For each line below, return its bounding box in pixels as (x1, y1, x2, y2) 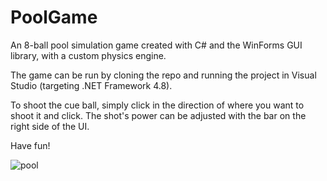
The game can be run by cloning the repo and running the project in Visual (10, 69, 317, 81)
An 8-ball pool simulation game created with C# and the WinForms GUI (10, 39, 303, 51)
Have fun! (10, 139, 51, 151)
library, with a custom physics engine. (10, 49, 167, 61)
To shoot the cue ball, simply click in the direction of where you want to (10, 99, 305, 111)
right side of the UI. (10, 120, 90, 132)
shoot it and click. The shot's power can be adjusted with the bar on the (10, 109, 307, 121)
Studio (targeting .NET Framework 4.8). (10, 79, 173, 91)
